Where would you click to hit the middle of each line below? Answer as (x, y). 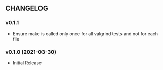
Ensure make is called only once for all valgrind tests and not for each (85, 33)
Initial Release (27, 63)
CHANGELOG (27, 8)
